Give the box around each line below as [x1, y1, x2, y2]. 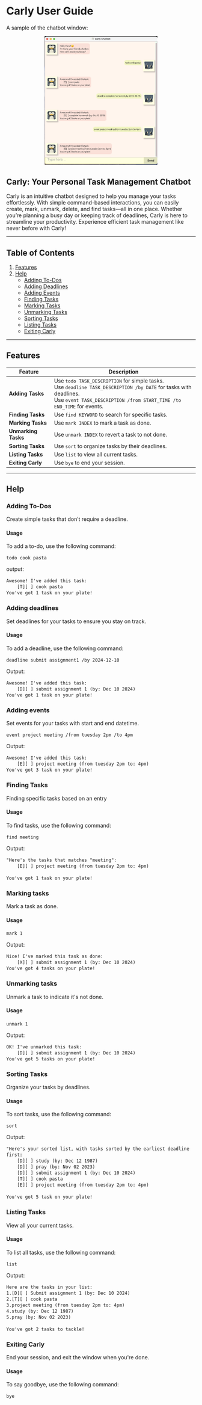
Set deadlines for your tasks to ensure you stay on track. [6, 618, 147, 625]
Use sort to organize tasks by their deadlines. [54, 442, 167, 449]
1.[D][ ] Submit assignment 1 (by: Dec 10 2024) [6, 1290, 130, 1296]
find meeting [6, 834, 39, 840]
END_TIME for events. [54, 402, 104, 410]
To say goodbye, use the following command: [6, 1381, 119, 1388]
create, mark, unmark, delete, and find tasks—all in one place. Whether [6, 206, 183, 213]
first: [6, 1152, 23, 1158]
